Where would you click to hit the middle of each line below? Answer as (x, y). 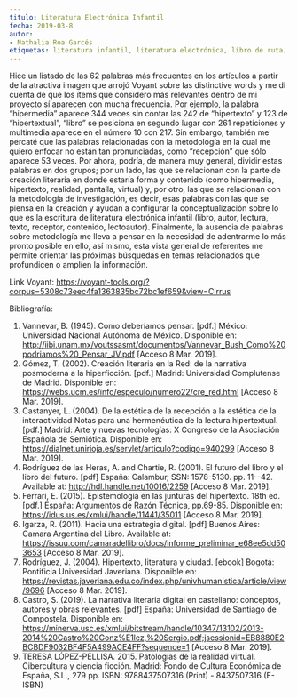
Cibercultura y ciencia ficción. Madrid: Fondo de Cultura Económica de (152, 666)
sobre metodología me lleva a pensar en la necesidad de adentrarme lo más (148, 237)
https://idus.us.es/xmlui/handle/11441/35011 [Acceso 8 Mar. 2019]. (143, 515)
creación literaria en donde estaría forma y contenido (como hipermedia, (142, 180)
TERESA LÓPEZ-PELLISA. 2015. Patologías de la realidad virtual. (139, 657)
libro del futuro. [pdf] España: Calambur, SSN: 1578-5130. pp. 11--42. (147, 477)
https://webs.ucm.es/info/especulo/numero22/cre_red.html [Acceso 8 (150, 392)
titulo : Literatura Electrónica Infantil (87, 17)
